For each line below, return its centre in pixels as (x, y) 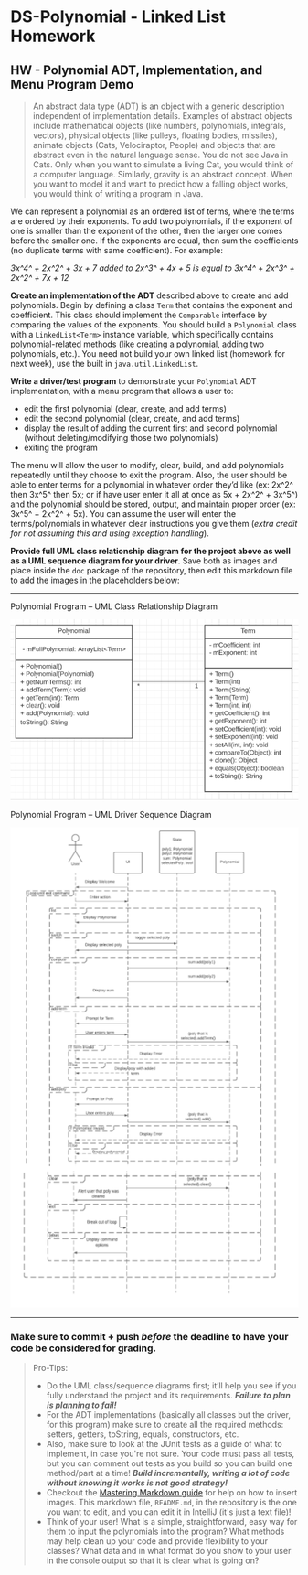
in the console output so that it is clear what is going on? (153, 1560)
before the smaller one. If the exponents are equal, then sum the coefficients (154, 241)
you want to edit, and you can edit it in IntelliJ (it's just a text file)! (169, 1512)
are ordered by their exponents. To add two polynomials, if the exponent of (152, 221)
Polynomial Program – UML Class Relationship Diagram (114, 606)
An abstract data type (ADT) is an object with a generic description (159, 106)
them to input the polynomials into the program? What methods (165, 1532)
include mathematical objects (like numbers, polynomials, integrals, (159, 126)
